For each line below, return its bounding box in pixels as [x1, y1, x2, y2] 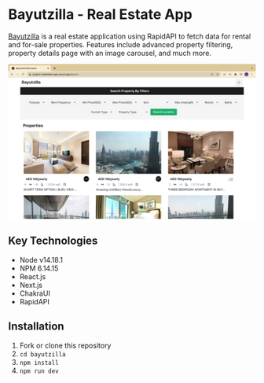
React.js [19, 271, 46, 281]
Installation [8, 320, 64, 333]
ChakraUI [19, 289, 51, 298]
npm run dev [19, 367, 59, 375]
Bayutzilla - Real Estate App [8, 6, 192, 24]
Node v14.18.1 [19, 255, 63, 264]
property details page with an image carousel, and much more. [8, 48, 212, 57]
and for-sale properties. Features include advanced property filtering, [8, 39, 233, 49]
